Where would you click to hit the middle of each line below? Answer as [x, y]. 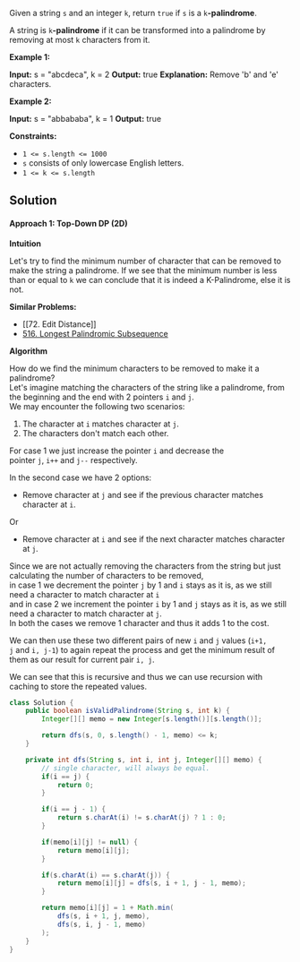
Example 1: [30, 57]
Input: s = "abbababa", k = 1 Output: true [86, 119]
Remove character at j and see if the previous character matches [143, 494]
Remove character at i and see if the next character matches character [154, 539]
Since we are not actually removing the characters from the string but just [145, 566]
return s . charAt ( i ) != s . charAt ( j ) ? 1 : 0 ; [141, 818]
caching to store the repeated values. [78, 686]
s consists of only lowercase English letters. [103, 163]
